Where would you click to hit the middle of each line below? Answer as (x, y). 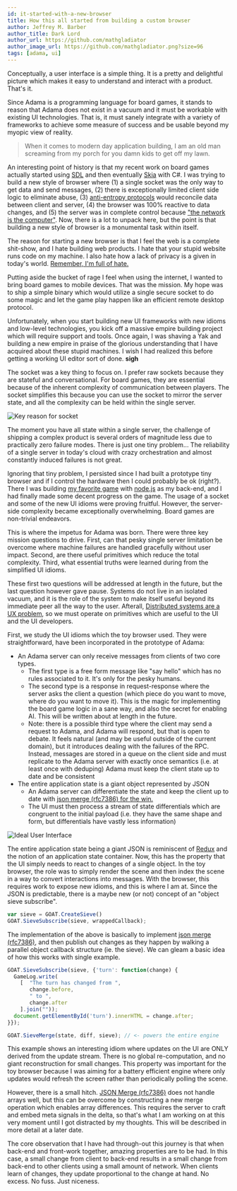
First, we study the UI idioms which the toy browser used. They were (107, 634)
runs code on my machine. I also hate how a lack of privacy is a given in (112, 256)
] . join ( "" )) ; (39, 1009)
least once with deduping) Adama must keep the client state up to (124, 769)
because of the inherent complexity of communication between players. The (118, 387)
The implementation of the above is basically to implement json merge (109, 934)
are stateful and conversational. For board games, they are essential (106, 380)
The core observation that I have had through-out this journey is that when (116, 1144)
